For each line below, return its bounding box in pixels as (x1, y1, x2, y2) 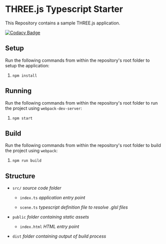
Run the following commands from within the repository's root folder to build (5, 142, 161, 148)
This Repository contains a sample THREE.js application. (5, 20, 120, 26)
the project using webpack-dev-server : (5, 105, 82, 111)
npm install (12, 73, 37, 78)
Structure (5, 172, 36, 180)
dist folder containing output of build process (12, 233, 107, 240)
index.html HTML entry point (19, 224, 79, 230)
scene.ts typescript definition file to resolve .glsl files (19, 204, 128, 210)
